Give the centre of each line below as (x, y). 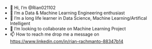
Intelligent (20, 23)
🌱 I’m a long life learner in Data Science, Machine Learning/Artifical (78, 18)
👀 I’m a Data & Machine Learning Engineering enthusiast (67, 13)
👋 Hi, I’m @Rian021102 (33, 8)
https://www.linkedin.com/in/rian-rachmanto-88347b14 (67, 41)
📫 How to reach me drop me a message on (54, 34)
